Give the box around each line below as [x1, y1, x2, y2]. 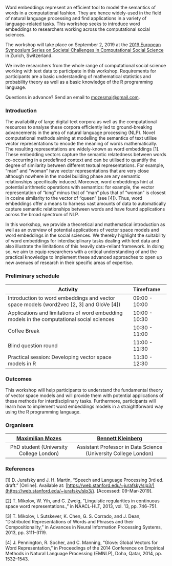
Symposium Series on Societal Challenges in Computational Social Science [5, 47, 164, 53]
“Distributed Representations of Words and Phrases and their [5, 519, 134, 525]
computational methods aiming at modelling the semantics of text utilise [5, 135, 157, 141]
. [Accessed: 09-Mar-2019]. [94, 488, 153, 494]
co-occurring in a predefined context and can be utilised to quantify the [5, 157, 157, 163]
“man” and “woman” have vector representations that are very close [5, 168, 149, 174]
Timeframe [133, 286, 161, 293]
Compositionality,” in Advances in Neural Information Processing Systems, [5, 524, 162, 531]
